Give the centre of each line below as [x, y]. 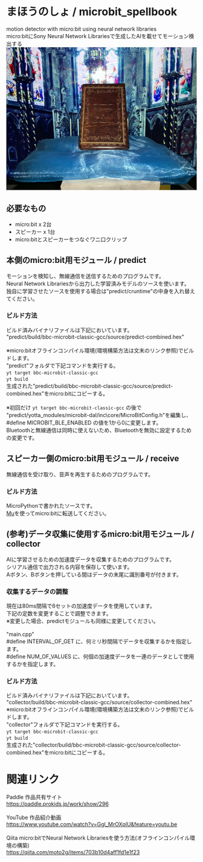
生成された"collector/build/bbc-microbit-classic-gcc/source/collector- [94, 745]
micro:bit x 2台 [33, 224]
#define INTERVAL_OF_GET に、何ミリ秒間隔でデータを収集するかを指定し [99, 641]
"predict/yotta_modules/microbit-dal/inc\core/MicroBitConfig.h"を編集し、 [99, 415]
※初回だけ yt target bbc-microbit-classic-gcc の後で [74, 407]
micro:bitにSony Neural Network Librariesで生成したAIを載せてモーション [98, 36]
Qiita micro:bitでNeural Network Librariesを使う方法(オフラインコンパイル [98, 838]
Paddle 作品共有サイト [34, 797]
